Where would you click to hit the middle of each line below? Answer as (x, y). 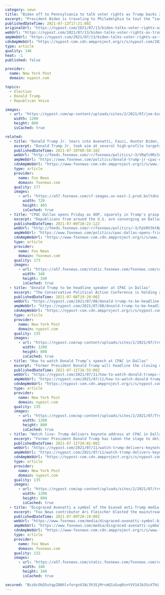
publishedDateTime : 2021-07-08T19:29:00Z (57, 297)
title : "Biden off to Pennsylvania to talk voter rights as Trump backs (81, 14)
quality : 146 (18, 51)
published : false (23, 60)
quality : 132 (27, 553)
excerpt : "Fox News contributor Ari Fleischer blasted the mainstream (88, 512)
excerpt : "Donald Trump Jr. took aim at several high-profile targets (88, 146)
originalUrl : (18, 28)
